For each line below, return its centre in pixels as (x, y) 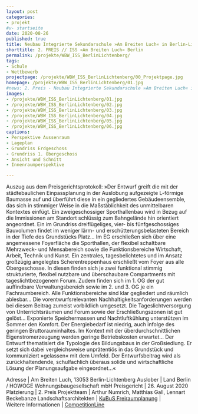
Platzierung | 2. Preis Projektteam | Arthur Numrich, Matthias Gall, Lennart (96, 392)
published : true (26, 39)
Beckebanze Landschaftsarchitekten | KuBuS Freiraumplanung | (83, 399)
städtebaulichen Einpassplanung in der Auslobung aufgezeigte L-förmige (95, 193)
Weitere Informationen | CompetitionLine (55, 405)
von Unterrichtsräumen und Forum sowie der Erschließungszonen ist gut (94, 312)
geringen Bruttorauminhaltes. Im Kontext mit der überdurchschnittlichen (93, 331)
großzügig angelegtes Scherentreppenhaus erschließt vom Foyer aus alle (95, 262)
